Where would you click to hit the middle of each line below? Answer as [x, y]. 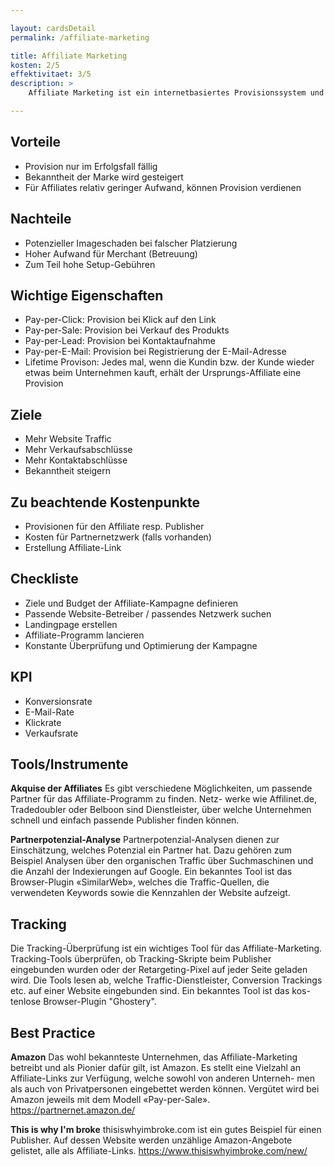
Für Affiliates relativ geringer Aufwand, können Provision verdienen [163, 187]
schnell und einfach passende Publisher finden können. [125, 820]
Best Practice [53, 1032]
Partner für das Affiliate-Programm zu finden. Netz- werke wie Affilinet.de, [163, 799]
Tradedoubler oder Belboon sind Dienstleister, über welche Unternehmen [161, 810]
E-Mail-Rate [49, 712]
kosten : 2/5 [35, 65]
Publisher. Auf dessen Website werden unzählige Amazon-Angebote [151, 1140]
